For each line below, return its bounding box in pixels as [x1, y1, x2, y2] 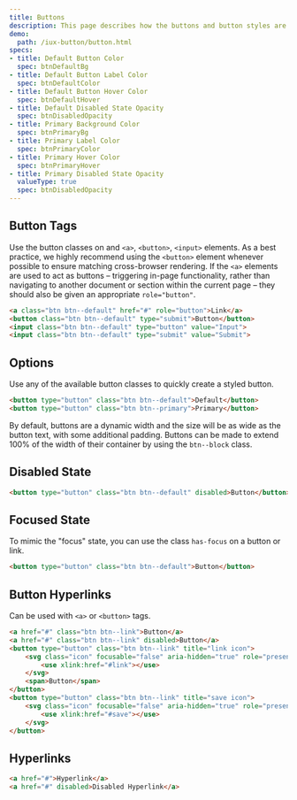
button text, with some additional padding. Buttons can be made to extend [9, 429, 279, 440]
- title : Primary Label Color [9, 136, 121, 145]
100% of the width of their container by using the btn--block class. [9, 439, 253, 450]
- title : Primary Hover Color [9, 152, 121, 162]
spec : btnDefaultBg [17, 63, 89, 72]
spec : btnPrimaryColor [17, 144, 101, 153]
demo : [9, 29, 29, 38]
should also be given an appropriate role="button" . [9, 288, 196, 299]
